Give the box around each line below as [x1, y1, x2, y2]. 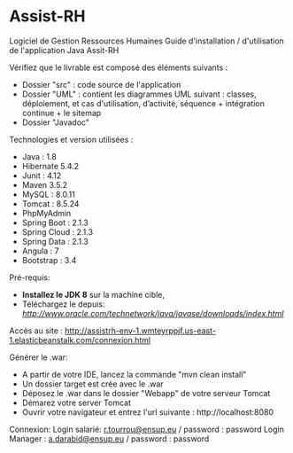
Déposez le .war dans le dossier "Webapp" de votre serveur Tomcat [21, 387, 271, 398]
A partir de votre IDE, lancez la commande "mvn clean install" [21, 369, 247, 379]
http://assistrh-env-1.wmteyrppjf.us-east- [65, 325, 217, 336]
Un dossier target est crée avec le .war [21, 379, 164, 389]
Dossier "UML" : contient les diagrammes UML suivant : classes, [21, 89, 257, 99]
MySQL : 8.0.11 [21, 189, 75, 199]
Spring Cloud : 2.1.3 [21, 226, 94, 237]
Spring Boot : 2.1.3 [21, 217, 89, 228]
